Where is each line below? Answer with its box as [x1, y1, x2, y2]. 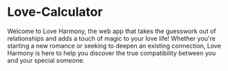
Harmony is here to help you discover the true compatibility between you [7, 49, 216, 57]
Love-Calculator [7, 4, 103, 20]
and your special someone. [7, 56, 85, 64]
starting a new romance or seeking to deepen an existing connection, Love [7, 41, 221, 50]
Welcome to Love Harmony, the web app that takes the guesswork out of [7, 27, 217, 35]
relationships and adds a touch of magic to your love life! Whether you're [7, 34, 215, 42]
